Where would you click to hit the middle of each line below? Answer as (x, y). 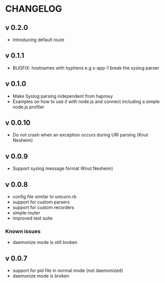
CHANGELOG (34, 9)
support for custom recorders (43, 207)
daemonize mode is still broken (45, 242)
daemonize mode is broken (41, 276)
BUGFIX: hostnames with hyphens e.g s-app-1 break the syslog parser (86, 68)
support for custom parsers (41, 202)
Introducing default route (38, 40)
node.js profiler (28, 107)
